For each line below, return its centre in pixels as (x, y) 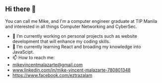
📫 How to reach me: (33, 57)
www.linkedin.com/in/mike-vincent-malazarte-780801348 (71, 70)
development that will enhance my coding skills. (61, 41)
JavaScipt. (23, 52)
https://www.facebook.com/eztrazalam (52, 75)
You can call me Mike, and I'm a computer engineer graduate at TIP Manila (81, 21)
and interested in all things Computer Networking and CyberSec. (71, 26)
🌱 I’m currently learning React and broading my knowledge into (77, 46)
